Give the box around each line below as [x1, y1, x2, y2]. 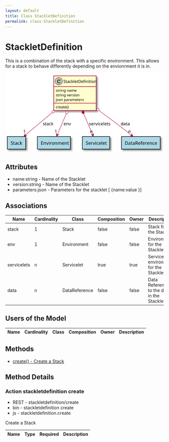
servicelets [7, 261, 30, 267]
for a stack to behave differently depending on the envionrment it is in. [5, 63, 151, 69]
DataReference [62, 288, 94, 294]
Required [39, 431, 59, 437]
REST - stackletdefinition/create [12, 399, 79, 406]
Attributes [5, 162, 38, 171]
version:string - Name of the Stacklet [12, 182, 90, 188]
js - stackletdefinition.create [12, 410, 71, 416]
